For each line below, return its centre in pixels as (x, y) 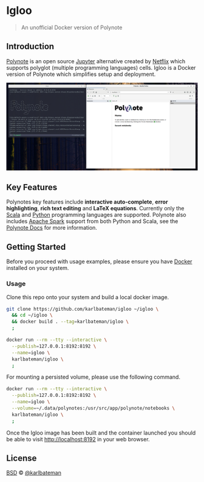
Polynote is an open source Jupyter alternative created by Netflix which (96, 61)
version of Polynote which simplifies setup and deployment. (81, 74)
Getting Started (36, 247)
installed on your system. (38, 268)
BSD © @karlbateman (34, 473)
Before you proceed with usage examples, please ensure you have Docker (99, 261)
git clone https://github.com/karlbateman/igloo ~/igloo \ (83, 309)
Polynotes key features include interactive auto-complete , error (87, 202)
